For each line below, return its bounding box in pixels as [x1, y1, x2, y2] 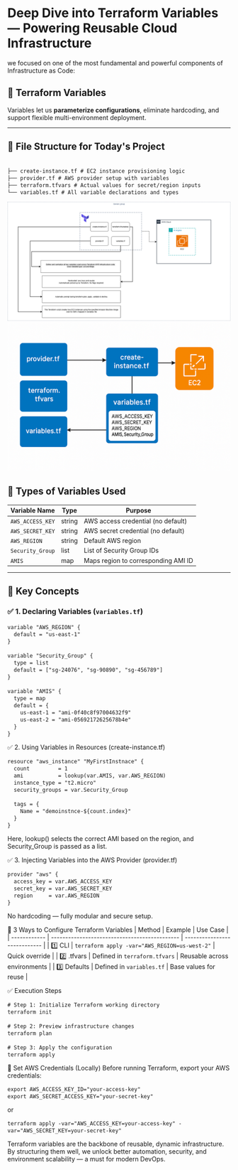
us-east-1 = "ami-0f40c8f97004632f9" [20, 709, 132, 716]
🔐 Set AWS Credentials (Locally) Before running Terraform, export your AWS [7, 1063, 230, 1072]
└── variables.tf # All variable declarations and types [7, 188, 179, 196]
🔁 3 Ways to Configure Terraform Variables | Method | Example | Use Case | [7, 925, 229, 934]
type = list [13, 659, 50, 666]
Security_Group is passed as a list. [7, 842, 108, 850]
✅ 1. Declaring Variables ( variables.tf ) [7, 606, 144, 616]
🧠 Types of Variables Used [7, 485, 126, 498]
